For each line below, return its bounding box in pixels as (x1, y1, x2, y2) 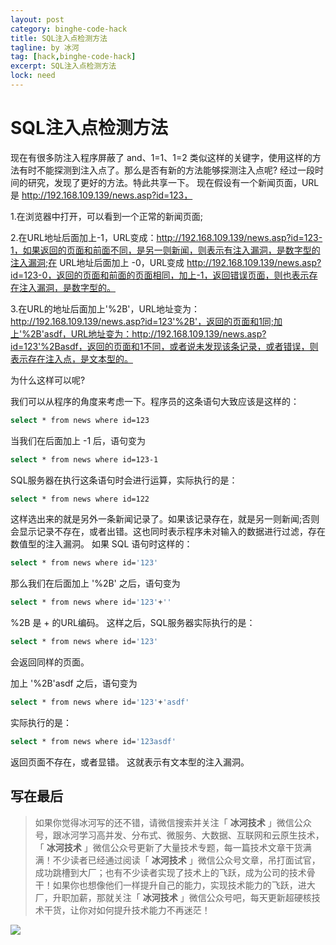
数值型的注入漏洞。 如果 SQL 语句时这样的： (10, 538, 193, 550)
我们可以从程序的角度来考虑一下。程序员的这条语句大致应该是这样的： (10, 395, 300, 407)
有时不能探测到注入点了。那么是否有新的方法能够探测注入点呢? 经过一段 (18, 164, 316, 176)
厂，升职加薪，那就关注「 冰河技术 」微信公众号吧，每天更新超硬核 (34, 891, 312, 903)
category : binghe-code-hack (10, 24, 128, 34)
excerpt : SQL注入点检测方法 (10, 61, 117, 71)
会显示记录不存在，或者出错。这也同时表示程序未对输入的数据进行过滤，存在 (10, 526, 326, 538)
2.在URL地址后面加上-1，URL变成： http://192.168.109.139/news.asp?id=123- (10, 231, 323, 243)
